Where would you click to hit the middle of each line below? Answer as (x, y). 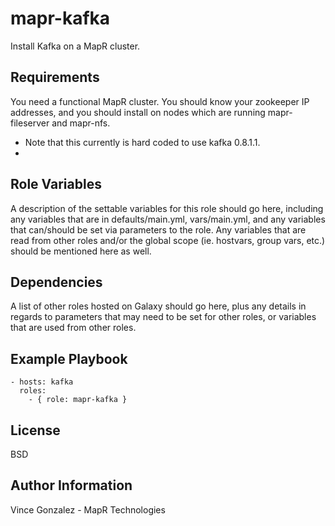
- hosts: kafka (42, 382)
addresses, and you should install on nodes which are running (138, 112)
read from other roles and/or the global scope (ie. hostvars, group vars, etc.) (168, 240)
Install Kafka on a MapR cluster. (75, 46)
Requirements (55, 77)
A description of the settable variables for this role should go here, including (167, 208)
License (35, 430)
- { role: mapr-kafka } (78, 400)
